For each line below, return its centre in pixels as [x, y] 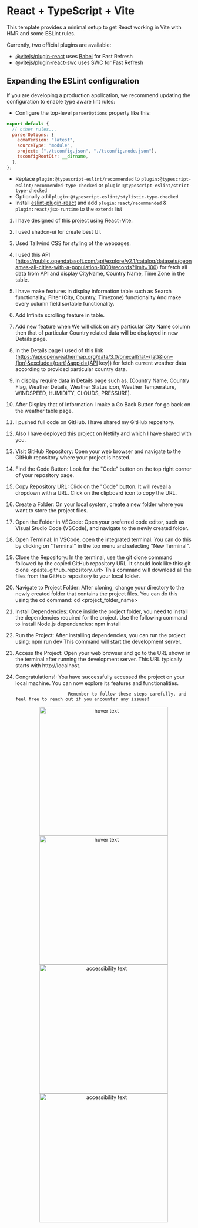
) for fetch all [172, 267]
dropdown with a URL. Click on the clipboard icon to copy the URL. [96, 492]
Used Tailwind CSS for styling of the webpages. [73, 243]
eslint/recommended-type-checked [56, 186]
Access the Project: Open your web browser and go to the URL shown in [103, 653]
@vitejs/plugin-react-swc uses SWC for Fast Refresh [79, 62]
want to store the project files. [51, 510]
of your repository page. [45, 475]
